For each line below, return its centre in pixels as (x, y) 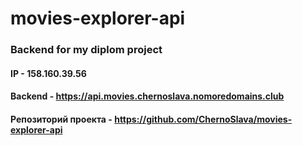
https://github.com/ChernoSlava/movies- (203, 119)
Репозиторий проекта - (61, 119)
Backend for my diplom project (86, 50)
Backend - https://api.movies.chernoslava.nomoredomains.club (147, 96)
